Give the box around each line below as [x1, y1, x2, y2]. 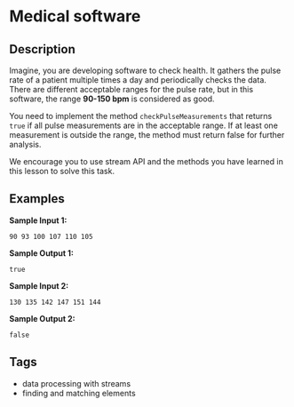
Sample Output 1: [9, 247, 74, 259]
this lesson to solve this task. [9, 166, 115, 176]
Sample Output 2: [9, 313, 75, 323]
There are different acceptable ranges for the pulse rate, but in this [9, 84, 254, 94]
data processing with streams [21, 378, 131, 388]
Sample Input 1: [9, 215, 68, 226]
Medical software [9, 6, 141, 27]
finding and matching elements [21, 387, 136, 398]
